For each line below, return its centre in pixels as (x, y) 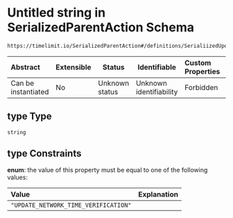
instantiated (30, 91)
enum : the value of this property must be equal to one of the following (107, 170)
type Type (29, 117)
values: (17, 177)
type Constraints (44, 154)
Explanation (158, 194)
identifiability (157, 91)
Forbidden (201, 87)
